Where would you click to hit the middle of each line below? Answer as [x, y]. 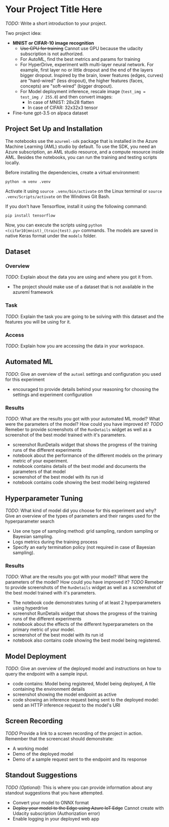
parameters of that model [39, 471]
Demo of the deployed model [43, 754]
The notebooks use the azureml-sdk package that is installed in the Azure [81, 141]
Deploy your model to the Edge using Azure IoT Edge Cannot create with [88, 808]
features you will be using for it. [38, 322]
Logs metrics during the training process [55, 542]
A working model [30, 749]
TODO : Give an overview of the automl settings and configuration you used [83, 374]
